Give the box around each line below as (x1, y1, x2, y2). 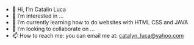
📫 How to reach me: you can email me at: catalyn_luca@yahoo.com (12, 32, 184, 39)
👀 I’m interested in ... (12, 12, 64, 19)
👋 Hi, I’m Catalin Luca (12, 6, 66, 13)
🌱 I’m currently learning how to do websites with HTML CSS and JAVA (12, 19, 189, 26)
